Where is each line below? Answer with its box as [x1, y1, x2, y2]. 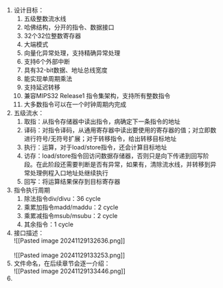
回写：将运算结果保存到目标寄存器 [23, 178, 121, 185]
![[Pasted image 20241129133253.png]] [13, 251, 126, 259]
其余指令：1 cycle [23, 220, 74, 228]
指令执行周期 [13, 186, 50, 194]
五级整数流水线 [23, 14, 67, 23]
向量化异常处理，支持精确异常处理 [23, 49, 121, 57]
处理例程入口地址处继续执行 [30, 169, 108, 177]
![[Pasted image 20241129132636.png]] [13, 237, 126, 245]
